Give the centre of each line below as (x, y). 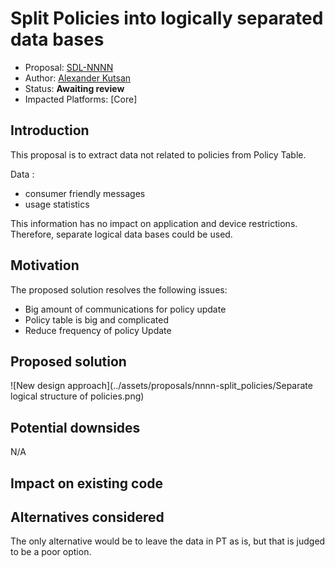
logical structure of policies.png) (77, 396)
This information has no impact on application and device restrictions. (154, 223)
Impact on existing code (87, 483)
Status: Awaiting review (74, 88)
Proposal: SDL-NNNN (69, 67)
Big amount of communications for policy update (125, 309)
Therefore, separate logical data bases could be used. (121, 234)
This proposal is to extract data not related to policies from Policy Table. (158, 154)
